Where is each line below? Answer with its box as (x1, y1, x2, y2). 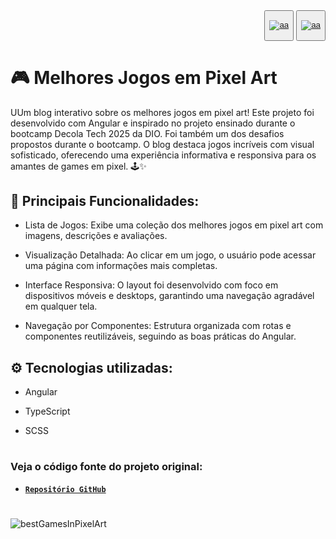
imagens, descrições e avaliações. (24, 230, 168, 242)
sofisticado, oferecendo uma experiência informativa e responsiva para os (10, 149, 317, 161)
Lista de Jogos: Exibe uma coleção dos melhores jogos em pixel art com (24, 219, 324, 231)
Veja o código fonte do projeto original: (10, 460, 203, 474)
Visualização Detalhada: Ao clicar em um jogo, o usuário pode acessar (24, 249, 317, 261)
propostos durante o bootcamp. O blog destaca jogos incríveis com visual (10, 138, 315, 150)
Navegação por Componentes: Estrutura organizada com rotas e (24, 320, 292, 332)
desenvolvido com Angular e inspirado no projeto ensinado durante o (10, 117, 296, 129)
